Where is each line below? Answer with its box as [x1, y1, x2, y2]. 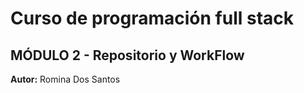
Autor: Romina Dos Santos [10, 73, 121, 85]
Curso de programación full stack [10, 7, 295, 30]
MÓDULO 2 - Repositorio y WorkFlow [10, 47, 245, 64]
